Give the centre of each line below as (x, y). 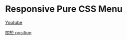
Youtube (14, 22)
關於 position (18, 32)
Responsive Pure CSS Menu (64, 9)
